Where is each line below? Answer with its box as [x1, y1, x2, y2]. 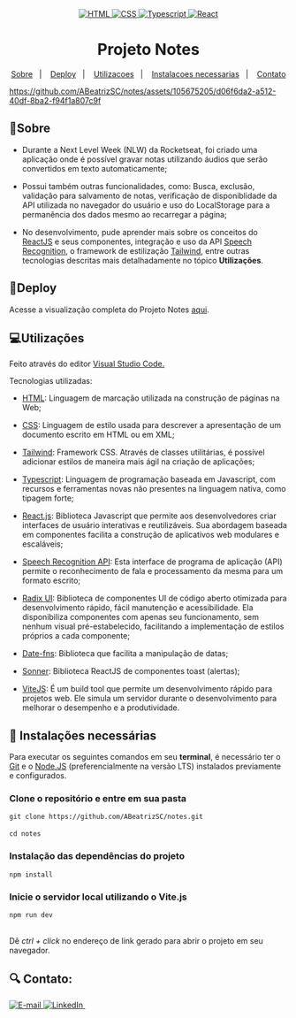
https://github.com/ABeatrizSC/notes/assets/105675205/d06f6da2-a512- [9, 86, 277, 96]
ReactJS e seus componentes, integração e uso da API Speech [21, 236, 253, 247]
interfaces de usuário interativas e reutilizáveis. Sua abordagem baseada [21, 520, 287, 531]
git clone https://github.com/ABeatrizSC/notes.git [9, 813, 203, 822]
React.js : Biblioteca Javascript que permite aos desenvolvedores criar [21, 510, 277, 521]
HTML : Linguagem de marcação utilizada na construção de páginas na [21, 393, 280, 403]
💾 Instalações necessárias [9, 728, 157, 743]
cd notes [9, 830, 42, 838]
